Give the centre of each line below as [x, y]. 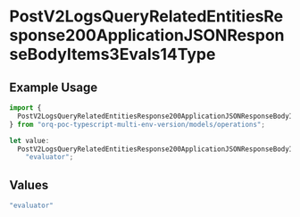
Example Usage [54, 87]
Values [29, 185]
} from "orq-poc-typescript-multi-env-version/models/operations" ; [137, 124]
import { [25, 108]
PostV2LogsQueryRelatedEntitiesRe [146, 17]
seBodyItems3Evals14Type [112, 54]
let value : [29, 140]
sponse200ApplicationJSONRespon [147, 35]
